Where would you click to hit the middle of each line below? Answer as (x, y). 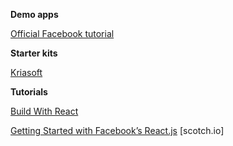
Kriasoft (26, 72)
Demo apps (34, 14)
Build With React (44, 111)
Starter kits (34, 53)
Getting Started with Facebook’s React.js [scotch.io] (117, 130)
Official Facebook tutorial (62, 33)
